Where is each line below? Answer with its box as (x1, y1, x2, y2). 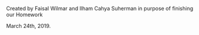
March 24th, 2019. (6, 23, 51, 29)
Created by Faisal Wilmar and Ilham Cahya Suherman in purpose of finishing (6, 5, 194, 12)
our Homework (6, 11, 43, 18)
